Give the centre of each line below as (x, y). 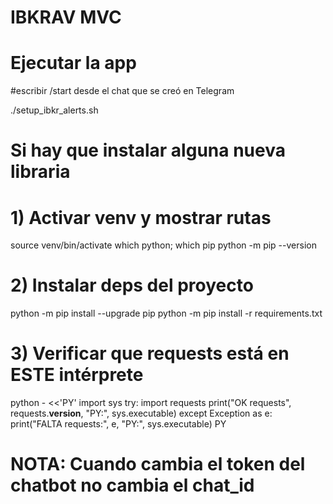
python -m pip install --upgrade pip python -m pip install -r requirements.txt (166, 313)
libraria (40, 172)
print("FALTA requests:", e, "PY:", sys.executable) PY (118, 424)
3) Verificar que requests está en (150, 353)
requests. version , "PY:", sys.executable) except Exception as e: (141, 413)
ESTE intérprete (77, 375)
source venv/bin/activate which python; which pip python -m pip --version (163, 245)
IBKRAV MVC (66, 17)
